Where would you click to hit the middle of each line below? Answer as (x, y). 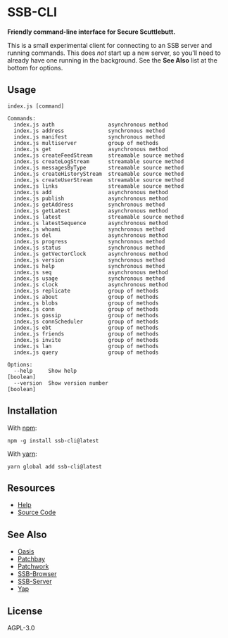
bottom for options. (35, 68)
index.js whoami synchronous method (89, 229)
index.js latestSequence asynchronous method (91, 223)
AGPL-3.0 (21, 628)
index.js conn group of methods (86, 309)
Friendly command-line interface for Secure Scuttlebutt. (91, 32)
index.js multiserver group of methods (86, 143)
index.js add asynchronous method (91, 192)
